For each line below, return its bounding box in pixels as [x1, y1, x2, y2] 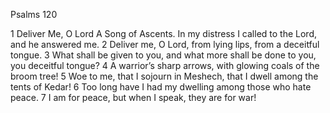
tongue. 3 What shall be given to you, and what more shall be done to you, [10, 49, 317, 61]
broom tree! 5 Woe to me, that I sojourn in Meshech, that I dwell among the [10, 70, 319, 82]
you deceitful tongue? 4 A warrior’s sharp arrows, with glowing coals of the [10, 60, 320, 71]
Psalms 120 [10, 9, 58, 20]
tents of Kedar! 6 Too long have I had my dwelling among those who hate [10, 81, 312, 93]
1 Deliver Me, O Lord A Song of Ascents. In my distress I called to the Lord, [10, 28, 318, 39]
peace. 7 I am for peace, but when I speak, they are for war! [10, 92, 257, 103]
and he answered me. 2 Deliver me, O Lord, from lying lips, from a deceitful [10, 39, 320, 50]
